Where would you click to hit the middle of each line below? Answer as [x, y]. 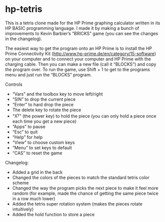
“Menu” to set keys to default [42, 148]
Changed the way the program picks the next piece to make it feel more [85, 188]
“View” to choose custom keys [43, 142]
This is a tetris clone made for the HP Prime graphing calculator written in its [83, 23]
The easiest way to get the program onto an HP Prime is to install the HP [79, 48]
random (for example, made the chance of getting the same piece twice [85, 193]
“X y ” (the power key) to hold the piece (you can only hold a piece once [84, 115]
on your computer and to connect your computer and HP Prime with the [78, 59]
